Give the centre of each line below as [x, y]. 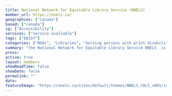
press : [12, 52]
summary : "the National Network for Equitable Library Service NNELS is [86, 48]
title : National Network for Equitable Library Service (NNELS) [75, 10]
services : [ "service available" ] [41, 34]
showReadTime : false [27, 67]
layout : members [23, 62]
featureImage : [20, 85]
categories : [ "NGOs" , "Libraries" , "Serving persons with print [75, 43]
